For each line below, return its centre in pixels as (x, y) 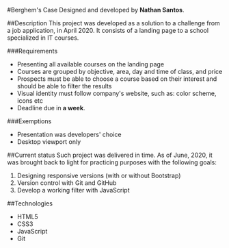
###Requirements (32, 51)
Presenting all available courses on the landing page (91, 64)
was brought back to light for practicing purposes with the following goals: (112, 162)
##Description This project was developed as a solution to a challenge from (113, 23)
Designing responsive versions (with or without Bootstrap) (99, 175)
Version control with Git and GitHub (67, 183)
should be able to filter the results (64, 86)
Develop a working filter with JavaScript (73, 190)
